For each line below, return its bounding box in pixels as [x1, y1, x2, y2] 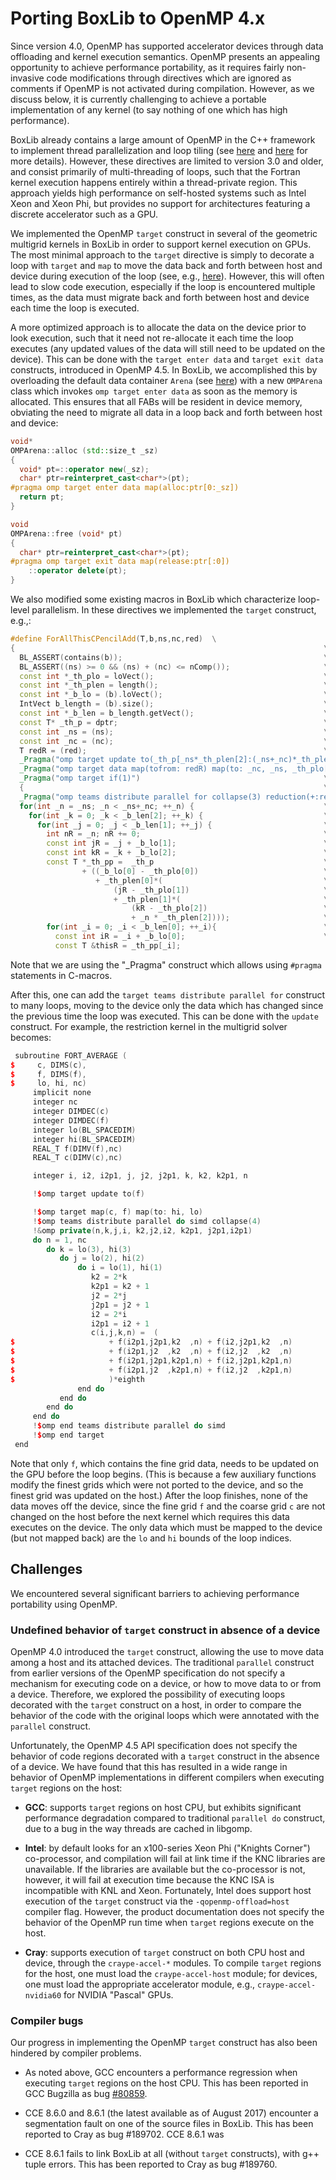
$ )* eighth [10, 1374, 145, 1384]
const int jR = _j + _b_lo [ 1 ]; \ [46, 838, 329, 849]
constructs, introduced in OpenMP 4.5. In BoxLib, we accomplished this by [10, 363, 318, 376]
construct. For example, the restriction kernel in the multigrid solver [10, 1020, 288, 1032]
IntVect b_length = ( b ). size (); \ [19, 699, 329, 709]
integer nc [32, 1097, 78, 1107]
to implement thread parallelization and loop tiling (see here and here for [10, 144, 308, 156]
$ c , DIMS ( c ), [10, 1060, 87, 1070]
